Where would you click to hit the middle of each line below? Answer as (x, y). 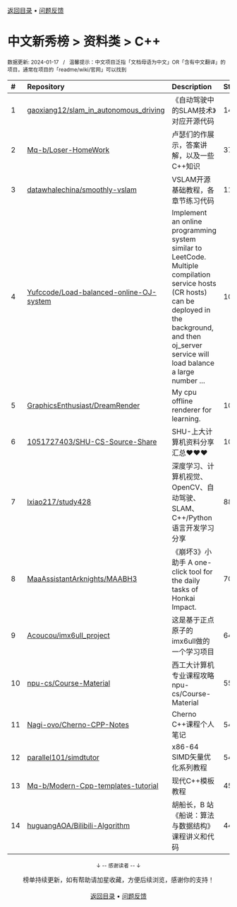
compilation (191, 275)
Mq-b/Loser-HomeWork (68, 149)
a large (183, 371)
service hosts (194, 283)
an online (187, 221)
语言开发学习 (193, 528)
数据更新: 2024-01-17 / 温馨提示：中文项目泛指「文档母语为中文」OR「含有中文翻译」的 (116, 62)
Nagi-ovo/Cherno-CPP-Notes (78, 724)
